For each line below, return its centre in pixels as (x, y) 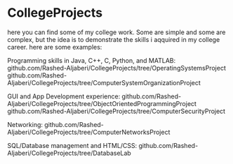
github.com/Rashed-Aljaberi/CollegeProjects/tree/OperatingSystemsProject (116, 68)
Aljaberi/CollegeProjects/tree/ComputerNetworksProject (89, 132)
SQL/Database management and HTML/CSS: (72, 145)
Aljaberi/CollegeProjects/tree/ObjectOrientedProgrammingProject (102, 103)
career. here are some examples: (55, 47)
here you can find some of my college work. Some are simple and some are (116, 32)
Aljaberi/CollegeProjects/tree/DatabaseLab (69, 153)
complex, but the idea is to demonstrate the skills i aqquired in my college (114, 39)
